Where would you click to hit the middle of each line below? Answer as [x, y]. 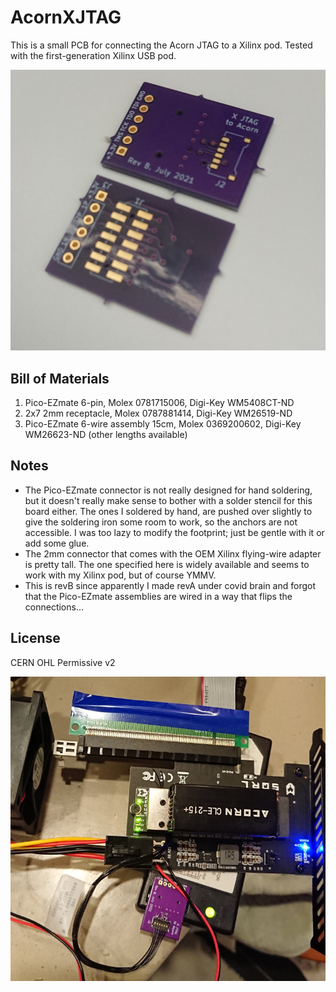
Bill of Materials [60, 378]
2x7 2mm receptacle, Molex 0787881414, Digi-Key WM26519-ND [158, 413]
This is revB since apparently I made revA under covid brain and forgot [170, 585]
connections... [54, 607]
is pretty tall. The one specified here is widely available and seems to [167, 564]
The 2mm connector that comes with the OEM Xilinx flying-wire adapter [173, 553]
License [35, 638]
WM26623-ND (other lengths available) [106, 435]
